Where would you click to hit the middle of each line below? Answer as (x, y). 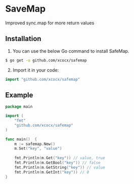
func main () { (21, 139)
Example (19, 95)
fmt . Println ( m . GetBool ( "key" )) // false (57, 163)
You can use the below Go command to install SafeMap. (71, 51)
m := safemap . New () (35, 144)
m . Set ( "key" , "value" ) (38, 149)
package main (19, 107)
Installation (23, 39)
